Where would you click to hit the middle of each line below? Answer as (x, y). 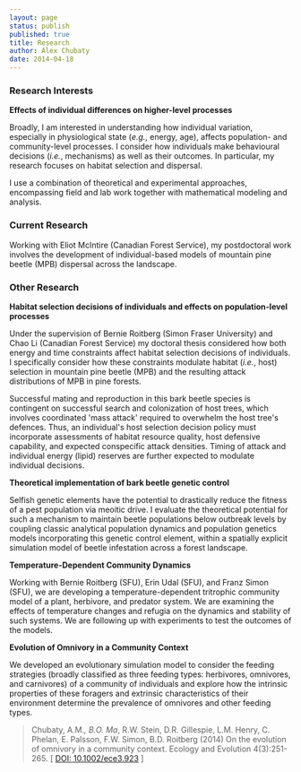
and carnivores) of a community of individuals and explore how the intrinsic (149, 683)
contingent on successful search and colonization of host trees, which (139, 408)
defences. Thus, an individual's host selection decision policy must (133, 427)
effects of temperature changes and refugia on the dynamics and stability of (150, 611)
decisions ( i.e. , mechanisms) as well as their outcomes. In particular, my (142, 156)
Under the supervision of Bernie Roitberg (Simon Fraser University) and (141, 334)
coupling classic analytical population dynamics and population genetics (143, 528)
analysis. (26, 202)
